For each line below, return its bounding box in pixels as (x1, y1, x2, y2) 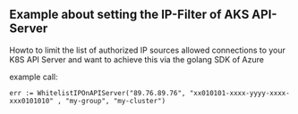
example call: (9, 71, 58, 82)
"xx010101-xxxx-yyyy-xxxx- (189, 88, 291, 97)
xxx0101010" (9, 96, 54, 105)
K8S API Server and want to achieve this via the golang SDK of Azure (9, 53, 264, 65)
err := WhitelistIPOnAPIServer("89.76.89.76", (9, 88, 186, 97)
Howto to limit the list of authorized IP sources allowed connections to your (9, 45, 286, 55)
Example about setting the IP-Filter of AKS (9, 7, 250, 22)
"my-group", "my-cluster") (65, 96, 166, 105)
